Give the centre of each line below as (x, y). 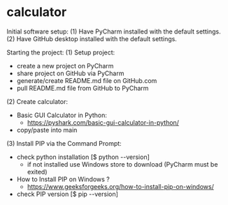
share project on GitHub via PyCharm (70, 73)
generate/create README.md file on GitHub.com (87, 80)
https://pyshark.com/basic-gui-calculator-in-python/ (103, 122)
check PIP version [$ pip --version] (67, 194)
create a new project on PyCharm (65, 66)
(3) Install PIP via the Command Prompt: (64, 143)
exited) (37, 172)
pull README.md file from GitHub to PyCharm (83, 88)
